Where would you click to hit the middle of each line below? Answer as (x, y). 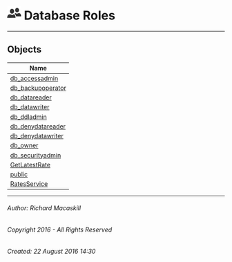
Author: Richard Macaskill (44, 208)
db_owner (24, 146)
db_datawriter (30, 107)
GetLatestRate (30, 165)
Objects (25, 49)
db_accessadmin (34, 78)
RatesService (29, 184)
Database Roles (70, 16)
